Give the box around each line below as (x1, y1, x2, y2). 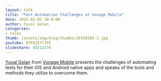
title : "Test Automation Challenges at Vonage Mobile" (5, 12, 124, 17)
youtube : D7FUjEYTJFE (5, 40, 51, 46)
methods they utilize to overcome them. (5, 69, 89, 76)
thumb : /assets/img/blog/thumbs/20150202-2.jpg (5, 36, 109, 41)
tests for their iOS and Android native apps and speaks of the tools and (5, 64, 154, 70)
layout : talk (5, 7, 33, 13)
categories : (5, 26, 31, 31)
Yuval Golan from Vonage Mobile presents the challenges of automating (5, 59, 156, 65)
